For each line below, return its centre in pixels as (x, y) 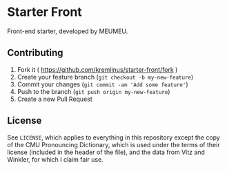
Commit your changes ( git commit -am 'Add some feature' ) (102, 84)
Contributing (35, 53)
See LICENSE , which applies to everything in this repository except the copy (114, 137)
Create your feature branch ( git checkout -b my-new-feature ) (105, 77)
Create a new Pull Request (55, 99)
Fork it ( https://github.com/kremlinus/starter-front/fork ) (97, 69)
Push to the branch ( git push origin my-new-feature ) (93, 91)
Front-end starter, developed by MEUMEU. (68, 31)
